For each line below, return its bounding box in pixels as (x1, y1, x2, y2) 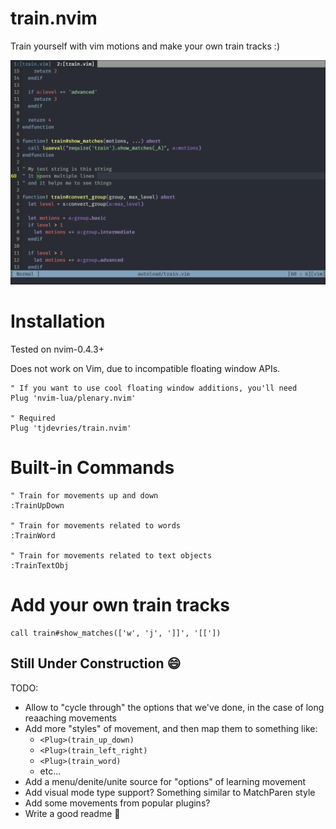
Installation (10, 310, 106, 333)
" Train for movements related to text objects (10, 551, 213, 561)
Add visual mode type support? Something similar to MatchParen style (24, 786, 316, 798)
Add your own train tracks (10, 594, 230, 617)
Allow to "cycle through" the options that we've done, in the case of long (24, 701, 325, 713)
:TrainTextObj (10, 561, 70, 571)
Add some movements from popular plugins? (24, 797, 211, 809)
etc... (39, 765, 62, 777)
